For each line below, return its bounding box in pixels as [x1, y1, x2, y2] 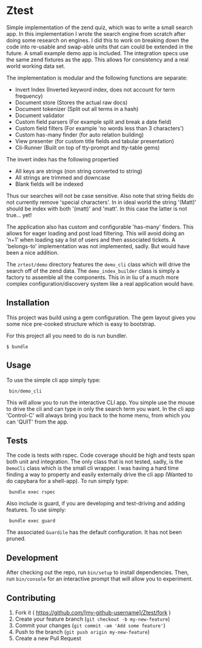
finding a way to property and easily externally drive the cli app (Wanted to [6, 471, 193, 478]
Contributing [6, 593, 56, 603]
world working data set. [6, 62, 66, 70]
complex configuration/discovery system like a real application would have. [6, 280, 195, 287]
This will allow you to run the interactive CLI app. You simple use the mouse [6, 399, 195, 406]
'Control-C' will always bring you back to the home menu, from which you [6, 411, 191, 419]
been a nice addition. [6, 249, 59, 256]
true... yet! [6, 211, 32, 218]
